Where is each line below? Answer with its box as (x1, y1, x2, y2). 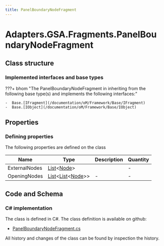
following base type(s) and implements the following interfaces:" (5, 91, 138, 97)
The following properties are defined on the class (5, 144, 106, 150)
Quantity (128, 156, 149, 163)
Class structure (5, 59, 54, 68)
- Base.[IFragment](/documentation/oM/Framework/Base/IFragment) (5, 100, 146, 105)
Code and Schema (5, 190, 63, 198)
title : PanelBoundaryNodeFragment (5, 7, 77, 12)
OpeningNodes (7, 173, 43, 180)
